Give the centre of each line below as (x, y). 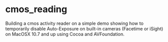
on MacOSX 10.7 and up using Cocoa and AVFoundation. (65, 34)
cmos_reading (36, 9)
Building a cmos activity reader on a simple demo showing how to (75, 23)
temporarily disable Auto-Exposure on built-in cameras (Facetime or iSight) (84, 28)
